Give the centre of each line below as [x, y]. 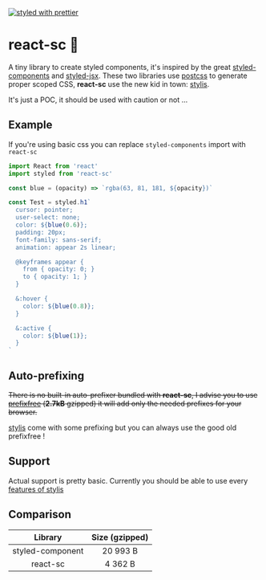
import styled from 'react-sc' [60, 174]
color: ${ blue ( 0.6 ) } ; [52, 225]
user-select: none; [48, 218]
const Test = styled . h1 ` [50, 202]
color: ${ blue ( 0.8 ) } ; [58, 306]
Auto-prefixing [46, 376]
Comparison [40, 515]
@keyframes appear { [50, 262]
